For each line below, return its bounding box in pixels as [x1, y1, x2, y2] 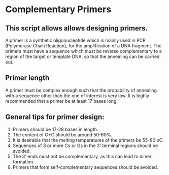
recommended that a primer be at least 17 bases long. [5, 98, 118, 104]
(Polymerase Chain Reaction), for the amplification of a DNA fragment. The [5, 43, 162, 49]
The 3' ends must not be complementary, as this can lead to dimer [12, 153, 152, 159]
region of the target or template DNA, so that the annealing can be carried [5, 53, 160, 60]
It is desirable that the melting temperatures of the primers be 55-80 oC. [12, 137, 164, 143]
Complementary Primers [5, 4, 112, 15]
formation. [12, 159, 35, 165]
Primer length [5, 74, 50, 82]
